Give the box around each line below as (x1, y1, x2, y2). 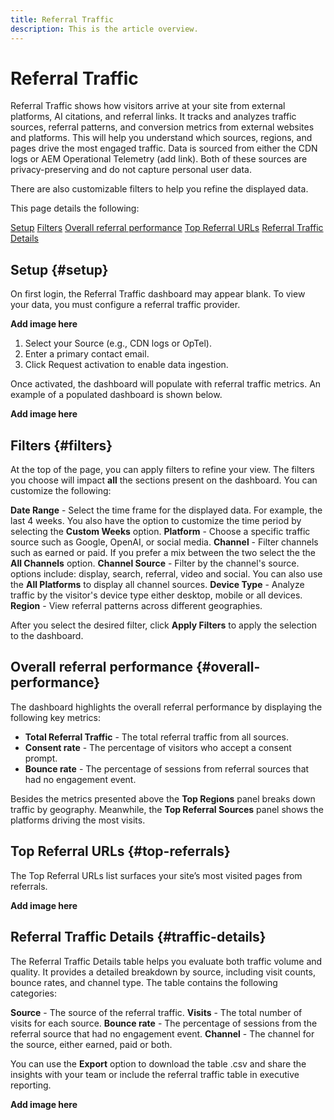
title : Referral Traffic (10, 14, 114, 25)
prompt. (24, 752, 58, 764)
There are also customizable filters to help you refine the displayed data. (10, 183, 309, 195)
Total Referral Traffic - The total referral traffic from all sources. (24, 731, 289, 743)
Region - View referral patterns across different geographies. (10, 600, 263, 612)
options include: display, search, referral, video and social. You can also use (10, 568, 323, 580)
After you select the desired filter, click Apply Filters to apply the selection (10, 619, 318, 631)
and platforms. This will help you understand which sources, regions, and (10, 132, 313, 144)
